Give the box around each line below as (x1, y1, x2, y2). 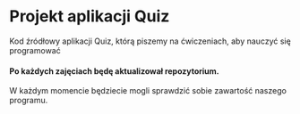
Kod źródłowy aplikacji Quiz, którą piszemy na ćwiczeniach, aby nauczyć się (9, 36, 291, 46)
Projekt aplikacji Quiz (9, 6, 170, 27)
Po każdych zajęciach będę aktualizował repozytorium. (9, 65, 219, 77)
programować (9, 45, 61, 55)
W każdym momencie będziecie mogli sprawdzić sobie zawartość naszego (9, 85, 287, 96)
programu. (9, 95, 48, 106)
